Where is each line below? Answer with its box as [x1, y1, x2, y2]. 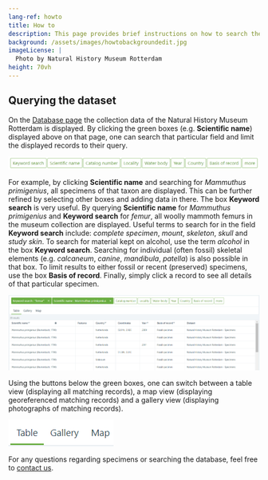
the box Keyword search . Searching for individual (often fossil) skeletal [8, 245, 242, 254]
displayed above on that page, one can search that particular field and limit [8, 132, 254, 141]
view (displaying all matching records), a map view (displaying [8, 387, 213, 396]
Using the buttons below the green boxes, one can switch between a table [8, 378, 253, 388]
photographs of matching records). [8, 403, 124, 413]
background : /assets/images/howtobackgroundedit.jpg [8, 38, 187, 46]
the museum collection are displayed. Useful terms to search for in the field [8, 219, 256, 229]
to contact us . [8, 462, 54, 472]
